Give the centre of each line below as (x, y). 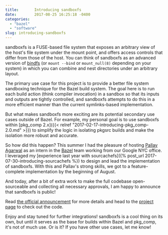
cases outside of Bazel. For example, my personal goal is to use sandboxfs (82, 119)
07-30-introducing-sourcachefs (38, 161)
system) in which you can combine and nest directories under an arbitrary (81, 68)
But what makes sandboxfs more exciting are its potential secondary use (80, 114)
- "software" (23, 28)
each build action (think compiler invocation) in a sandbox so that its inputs (82, 94)
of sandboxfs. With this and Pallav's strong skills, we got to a (68, 166)
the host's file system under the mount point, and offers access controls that (84, 52)
